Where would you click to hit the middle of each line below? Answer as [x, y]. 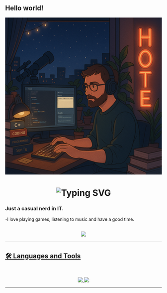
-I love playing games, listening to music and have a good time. [70, 219]
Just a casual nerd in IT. [34, 208]
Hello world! [24, 8]
